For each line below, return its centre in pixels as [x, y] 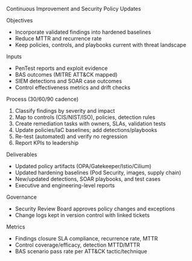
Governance [22, 197]
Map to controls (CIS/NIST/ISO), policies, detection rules [85, 117]
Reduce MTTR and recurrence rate [58, 38]
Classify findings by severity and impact [65, 111]
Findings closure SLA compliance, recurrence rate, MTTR [86, 238]
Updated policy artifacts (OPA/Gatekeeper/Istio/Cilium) [83, 166]
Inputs [14, 56]
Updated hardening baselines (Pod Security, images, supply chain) [98, 172]
